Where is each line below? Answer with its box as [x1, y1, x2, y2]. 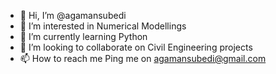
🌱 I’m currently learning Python [19, 31, 148, 42]
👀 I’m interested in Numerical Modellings [19, 20, 187, 32]
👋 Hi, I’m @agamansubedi [19, 10, 127, 21]
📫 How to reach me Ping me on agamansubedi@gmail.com [19, 53, 267, 64]
